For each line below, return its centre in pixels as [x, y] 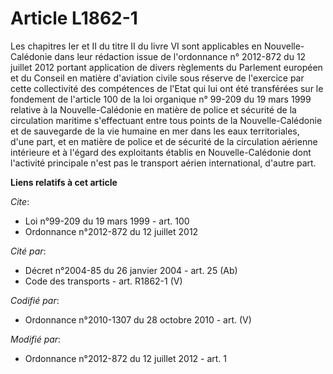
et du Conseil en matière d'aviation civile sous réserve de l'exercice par [157, 78]
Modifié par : [36, 339]
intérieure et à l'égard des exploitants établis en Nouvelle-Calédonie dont [161, 152]
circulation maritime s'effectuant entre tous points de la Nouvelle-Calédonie [166, 120]
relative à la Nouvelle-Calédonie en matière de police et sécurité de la [153, 109]
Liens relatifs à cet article [64, 182]
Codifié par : [35, 300]
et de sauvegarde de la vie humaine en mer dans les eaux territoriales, [155, 131]
